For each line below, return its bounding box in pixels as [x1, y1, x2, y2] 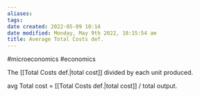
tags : [7, 17, 23, 24]
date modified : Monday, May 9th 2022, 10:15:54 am [7, 29, 157, 37]
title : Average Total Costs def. [7, 36, 104, 43]
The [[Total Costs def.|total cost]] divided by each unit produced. [7, 69, 193, 77]
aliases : [7, 10, 33, 17]
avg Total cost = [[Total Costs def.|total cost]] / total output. [7, 82, 178, 90]
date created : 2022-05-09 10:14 [7, 23, 101, 30]
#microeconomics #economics [7, 55, 96, 63]
